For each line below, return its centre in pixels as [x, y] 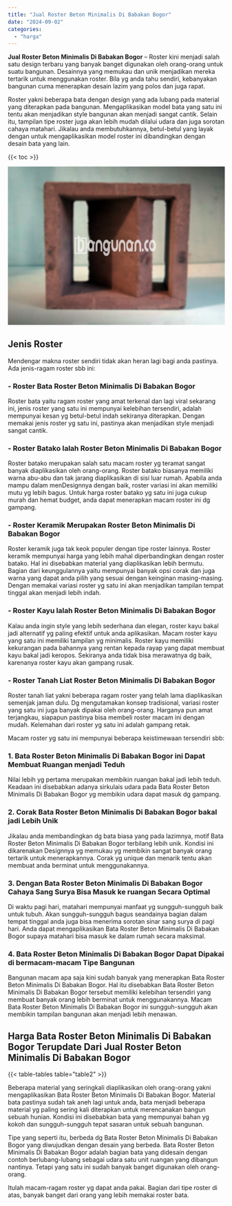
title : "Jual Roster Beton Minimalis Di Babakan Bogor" [89, 14]
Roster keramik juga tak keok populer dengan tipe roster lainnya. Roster [109, 549]
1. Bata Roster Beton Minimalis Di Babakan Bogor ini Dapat [107, 756]
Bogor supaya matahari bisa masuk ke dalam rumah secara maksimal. [107, 936]
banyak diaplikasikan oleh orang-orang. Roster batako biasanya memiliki [110, 471]
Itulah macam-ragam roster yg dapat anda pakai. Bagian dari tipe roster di [113, 1188]
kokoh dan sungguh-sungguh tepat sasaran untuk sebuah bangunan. [106, 1125]
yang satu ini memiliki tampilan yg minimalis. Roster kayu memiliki [101, 640]
